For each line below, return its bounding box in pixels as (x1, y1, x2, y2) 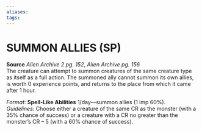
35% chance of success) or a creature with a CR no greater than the (6, 112, 178, 119)
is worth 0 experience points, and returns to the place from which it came (6, 80, 191, 88)
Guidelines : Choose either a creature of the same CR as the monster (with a (6, 105, 197, 113)
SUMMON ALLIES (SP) (6, 41, 121, 55)
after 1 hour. (6, 87, 37, 94)
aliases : (6, 9, 29, 15)
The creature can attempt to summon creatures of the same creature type (6, 68, 192, 75)
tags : (6, 15, 20, 21)
